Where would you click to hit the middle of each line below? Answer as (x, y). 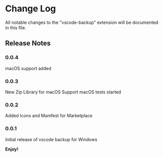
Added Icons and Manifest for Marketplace (49, 116)
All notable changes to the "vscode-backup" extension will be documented (82, 22)
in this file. (16, 27)
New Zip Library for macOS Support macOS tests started (63, 92)
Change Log (30, 9)
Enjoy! (12, 149)
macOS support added (28, 68)
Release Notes (28, 43)
